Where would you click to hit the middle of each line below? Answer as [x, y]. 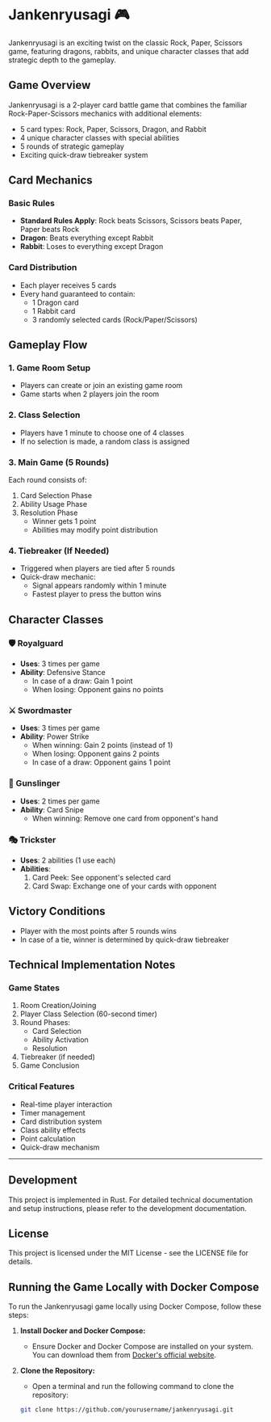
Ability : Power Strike [54, 736]
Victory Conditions [57, 911]
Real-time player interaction [66, 1104]
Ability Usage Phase [53, 504]
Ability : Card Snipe [52, 809]
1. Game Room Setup [50, 368]
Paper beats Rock [49, 230]
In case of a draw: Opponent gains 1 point [101, 762]
